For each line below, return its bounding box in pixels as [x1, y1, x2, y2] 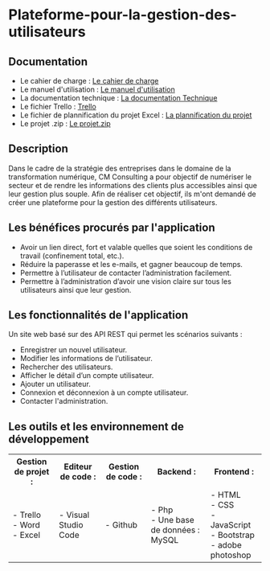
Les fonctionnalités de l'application [8, 308, 189, 322]
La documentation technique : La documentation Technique [19, 93, 218, 102]
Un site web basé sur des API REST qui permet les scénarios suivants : [8, 330, 243, 339]
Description [8, 142, 68, 156]
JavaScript [210, 520, 252, 531]
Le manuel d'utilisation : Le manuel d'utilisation [19, 84, 175, 94]
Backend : [157, 466, 196, 478]
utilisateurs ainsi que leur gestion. [19, 285, 132, 294]
